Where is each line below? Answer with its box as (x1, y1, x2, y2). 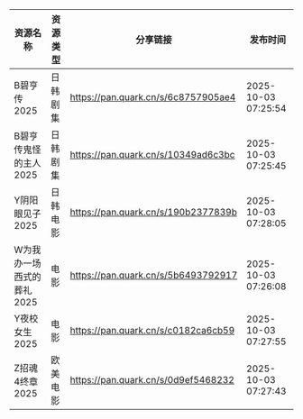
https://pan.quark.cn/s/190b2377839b (69, 206, 237, 218)
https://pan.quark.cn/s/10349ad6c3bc (69, 149, 235, 160)
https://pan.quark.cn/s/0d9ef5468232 (69, 374, 234, 386)
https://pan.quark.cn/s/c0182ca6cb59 (69, 324, 235, 336)
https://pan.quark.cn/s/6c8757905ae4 (69, 91, 236, 103)
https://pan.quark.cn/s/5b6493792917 (69, 269, 238, 281)
